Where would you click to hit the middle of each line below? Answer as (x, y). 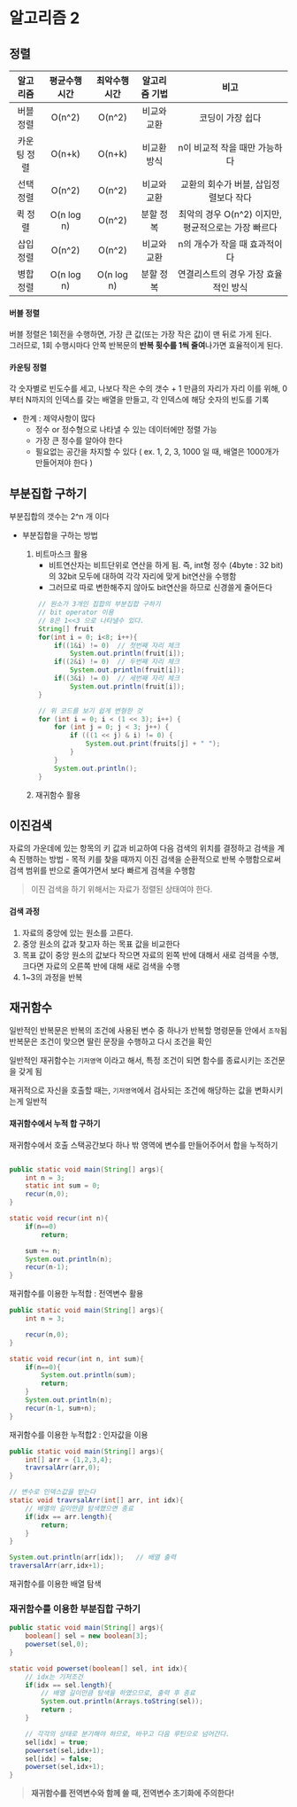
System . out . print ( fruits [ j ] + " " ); (153, 744)
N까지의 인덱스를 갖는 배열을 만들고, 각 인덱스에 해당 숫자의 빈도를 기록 (147, 400)
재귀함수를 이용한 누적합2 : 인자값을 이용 (79, 1434)
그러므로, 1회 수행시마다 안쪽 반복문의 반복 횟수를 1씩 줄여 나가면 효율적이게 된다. (146, 346)
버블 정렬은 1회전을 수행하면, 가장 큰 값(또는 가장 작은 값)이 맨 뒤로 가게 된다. (141, 334)
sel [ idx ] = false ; (59, 1759)
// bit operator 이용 (76, 612)
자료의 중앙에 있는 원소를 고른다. (77, 932)
